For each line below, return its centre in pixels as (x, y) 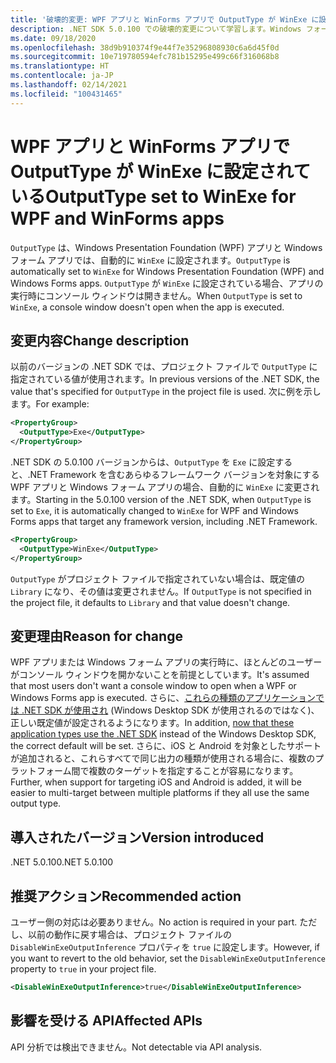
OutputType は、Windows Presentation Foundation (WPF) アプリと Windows (166, 247)
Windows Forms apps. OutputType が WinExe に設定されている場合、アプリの (167, 283)
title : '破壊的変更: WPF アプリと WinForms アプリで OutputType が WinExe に (165, 19)
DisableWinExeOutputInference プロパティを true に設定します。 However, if (165, 947)
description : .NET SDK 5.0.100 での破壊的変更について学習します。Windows (156, 29)
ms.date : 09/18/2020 (53, 38)
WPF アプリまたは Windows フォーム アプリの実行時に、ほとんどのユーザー (166, 662)
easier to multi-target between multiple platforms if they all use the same (160, 793)
